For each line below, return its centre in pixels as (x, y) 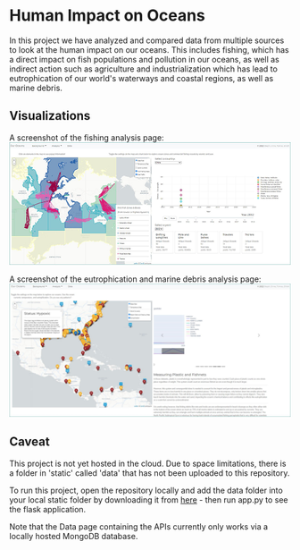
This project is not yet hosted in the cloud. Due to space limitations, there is (148, 463)
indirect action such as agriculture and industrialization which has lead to (144, 69)
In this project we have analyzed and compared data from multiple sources (147, 40)
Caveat (30, 442)
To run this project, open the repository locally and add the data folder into (146, 490)
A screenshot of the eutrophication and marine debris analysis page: (135, 279)
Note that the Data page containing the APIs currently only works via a (139, 526)
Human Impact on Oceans (107, 16)
